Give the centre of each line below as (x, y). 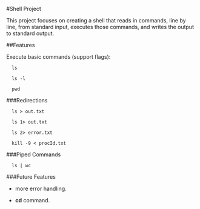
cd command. (32, 200)
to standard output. (30, 33)
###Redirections (27, 100)
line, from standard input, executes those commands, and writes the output (100, 27)
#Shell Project (24, 9)
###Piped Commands (34, 154)
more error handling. (41, 188)
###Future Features (31, 177)
